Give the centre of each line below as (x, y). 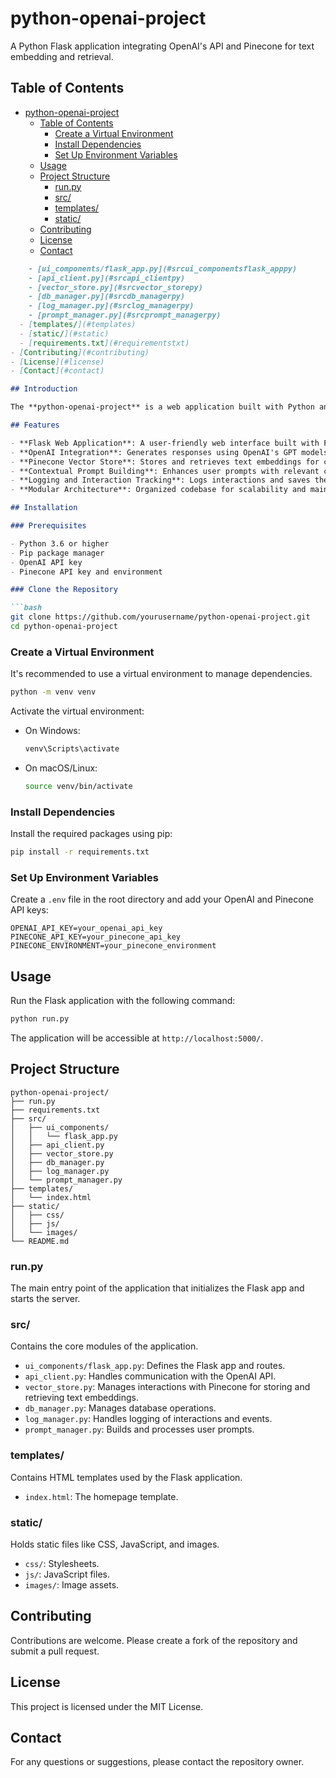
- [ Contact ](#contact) (57, 371)
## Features (35, 425)
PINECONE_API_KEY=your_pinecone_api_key (96, 937)
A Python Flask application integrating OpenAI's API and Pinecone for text (162, 46)
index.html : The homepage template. (101, 1496)
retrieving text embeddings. (82, 1398)
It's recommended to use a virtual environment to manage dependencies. (161, 674)
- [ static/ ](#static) (64, 333)
